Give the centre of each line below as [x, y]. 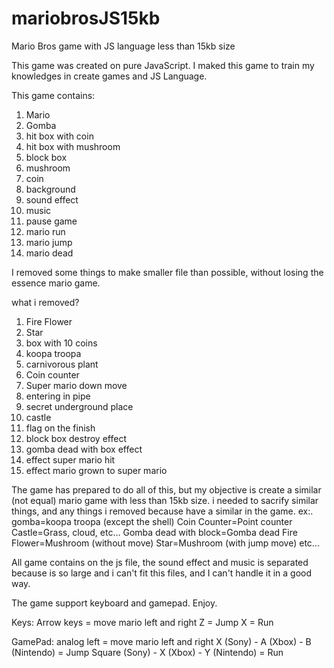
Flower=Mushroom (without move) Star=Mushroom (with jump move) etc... [165, 543]
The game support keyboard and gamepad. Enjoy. [114, 603]
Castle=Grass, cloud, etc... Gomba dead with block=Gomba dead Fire [154, 532]
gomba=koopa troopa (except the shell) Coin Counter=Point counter [152, 521]
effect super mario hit [70, 459]
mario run [45, 231]
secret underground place [79, 406]
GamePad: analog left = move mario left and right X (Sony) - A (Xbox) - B [161, 641]
